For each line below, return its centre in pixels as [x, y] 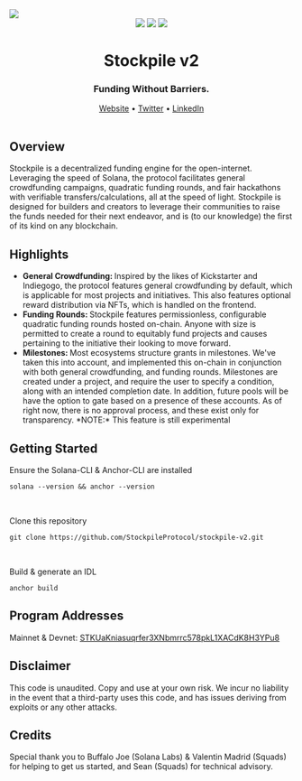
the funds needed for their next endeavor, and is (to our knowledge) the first [151, 217]
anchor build [34, 588]
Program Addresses [67, 616]
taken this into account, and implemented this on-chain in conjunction [152, 363]
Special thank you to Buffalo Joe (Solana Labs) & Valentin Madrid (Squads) [148, 757]
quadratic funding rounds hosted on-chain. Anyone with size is [139, 324]
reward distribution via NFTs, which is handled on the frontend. [139, 305]
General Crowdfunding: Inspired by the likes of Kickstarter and [140, 276]
